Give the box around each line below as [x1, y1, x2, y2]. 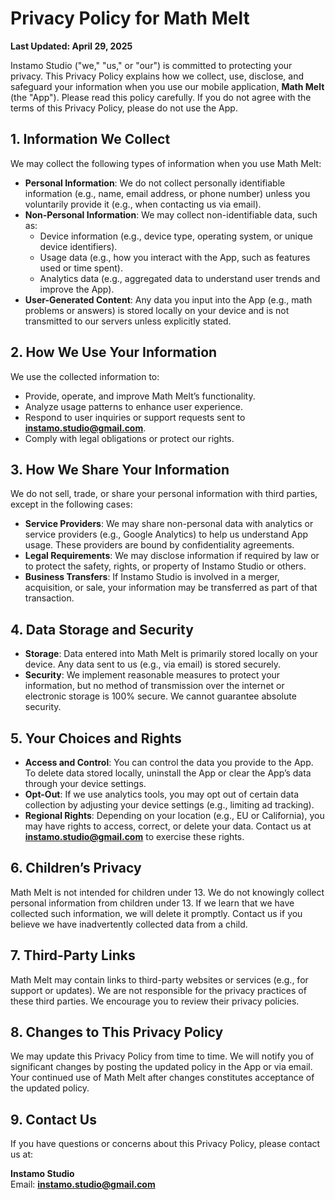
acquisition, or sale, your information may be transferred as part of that [24, 582, 318, 594]
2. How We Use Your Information [10, 344, 218, 361]
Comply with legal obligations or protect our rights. [24, 432, 235, 444]
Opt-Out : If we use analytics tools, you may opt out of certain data [24, 788, 300, 800]
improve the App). [39, 283, 115, 295]
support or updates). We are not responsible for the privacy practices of [10, 984, 307, 996]
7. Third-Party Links [10, 947, 136, 964]
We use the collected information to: [10, 370, 160, 382]
